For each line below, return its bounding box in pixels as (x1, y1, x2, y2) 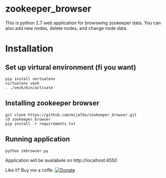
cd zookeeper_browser (5, 117, 51, 122)
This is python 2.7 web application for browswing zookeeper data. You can (5, 20, 161, 26)
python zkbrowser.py (5, 148, 49, 153)
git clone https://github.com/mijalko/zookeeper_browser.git (5, 112, 137, 117)
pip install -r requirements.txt (5, 121, 76, 126)
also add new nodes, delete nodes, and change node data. (5, 25, 128, 31)
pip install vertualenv (5, 76, 56, 81)
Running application (5, 135, 70, 144)
